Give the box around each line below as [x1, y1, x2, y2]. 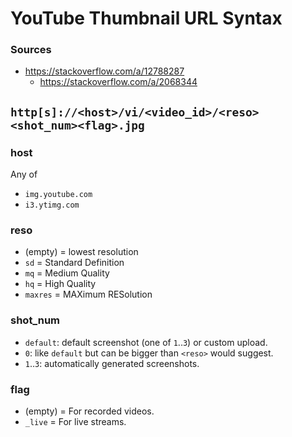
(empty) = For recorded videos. [24, 405, 155, 417]
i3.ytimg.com [24, 200, 80, 211]
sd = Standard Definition [24, 257, 125, 269]
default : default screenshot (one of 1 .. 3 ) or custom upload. [24, 336, 268, 348]
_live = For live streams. [24, 416, 127, 428]
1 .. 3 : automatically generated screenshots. [24, 357, 200, 369]
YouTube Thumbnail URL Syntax [10, 7, 283, 30]
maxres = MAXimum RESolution [24, 288, 153, 301]
